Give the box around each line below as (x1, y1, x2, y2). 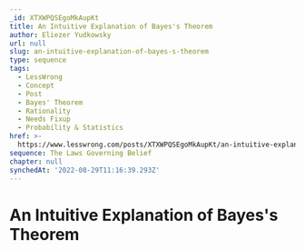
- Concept (17, 81, 54, 90)
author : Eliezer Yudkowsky (9, 30, 112, 39)
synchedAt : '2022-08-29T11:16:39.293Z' (9, 165, 161, 175)
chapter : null (9, 156, 64, 166)
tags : (9, 65, 30, 74)
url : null (9, 38, 47, 48)
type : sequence (9, 55, 67, 65)
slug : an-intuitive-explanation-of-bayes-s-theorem (9, 47, 209, 56)
